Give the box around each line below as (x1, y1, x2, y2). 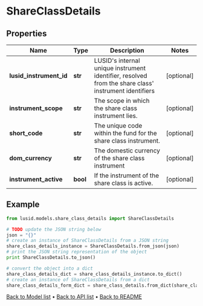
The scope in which (94, 97, 150, 105)
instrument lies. (94, 112, 138, 120)
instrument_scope (9, 104, 63, 112)
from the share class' (94, 79, 154, 87)
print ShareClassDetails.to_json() (6, 255, 96, 261)
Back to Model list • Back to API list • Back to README (6, 293, 142, 301)
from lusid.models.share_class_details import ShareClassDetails (6, 215, 174, 221)
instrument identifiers (94, 86, 155, 95)
